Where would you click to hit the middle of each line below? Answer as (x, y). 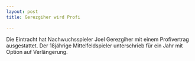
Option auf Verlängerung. (37, 52)
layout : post (22, 12)
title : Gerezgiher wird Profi (43, 17)
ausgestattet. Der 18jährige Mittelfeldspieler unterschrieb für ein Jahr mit (95, 46)
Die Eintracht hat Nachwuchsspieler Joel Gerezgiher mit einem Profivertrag (97, 39)
